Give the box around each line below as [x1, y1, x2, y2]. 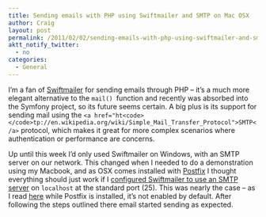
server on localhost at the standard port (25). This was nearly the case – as [8, 183, 256, 192]
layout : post [8, 26, 51, 34]
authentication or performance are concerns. [8, 134, 155, 143]
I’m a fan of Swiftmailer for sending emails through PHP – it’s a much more [8, 85, 250, 94]
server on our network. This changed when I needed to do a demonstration [8, 158, 253, 167]
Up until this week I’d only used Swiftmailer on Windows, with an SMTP [8, 149, 240, 158]
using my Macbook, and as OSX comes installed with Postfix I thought [8, 166, 237, 175]
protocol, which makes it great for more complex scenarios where [21, 125, 236, 135]
